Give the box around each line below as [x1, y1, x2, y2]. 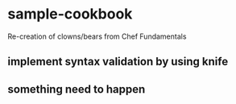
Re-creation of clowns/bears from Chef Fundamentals [7, 31, 187, 41]
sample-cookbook [7, 5, 133, 23]
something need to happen [7, 82, 146, 96]
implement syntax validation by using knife [7, 55, 229, 69]
